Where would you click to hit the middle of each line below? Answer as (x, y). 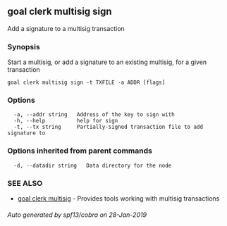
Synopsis (24, 46)
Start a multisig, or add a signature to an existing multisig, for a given (107, 62)
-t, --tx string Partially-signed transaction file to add (108, 127)
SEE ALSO (25, 183)
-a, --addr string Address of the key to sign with (94, 115)
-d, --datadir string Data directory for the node (93, 165)
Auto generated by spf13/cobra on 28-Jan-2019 (77, 215)
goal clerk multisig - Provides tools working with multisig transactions (118, 199)
